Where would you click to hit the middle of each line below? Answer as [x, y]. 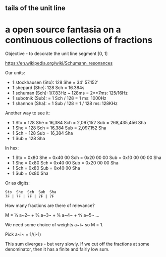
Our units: [15, 73]
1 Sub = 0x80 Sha [30, 173]
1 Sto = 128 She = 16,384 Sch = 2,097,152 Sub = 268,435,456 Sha [79, 123]
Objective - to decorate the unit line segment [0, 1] [56, 53]
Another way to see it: [28, 113]
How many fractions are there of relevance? [50, 206]
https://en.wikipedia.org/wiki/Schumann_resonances [59, 63]
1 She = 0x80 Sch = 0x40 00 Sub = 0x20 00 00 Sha [65, 163]
